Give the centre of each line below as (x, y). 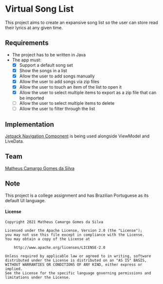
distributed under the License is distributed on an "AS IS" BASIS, (76, 260)
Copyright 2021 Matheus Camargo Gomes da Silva (54, 222)
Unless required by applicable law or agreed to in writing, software (78, 256)
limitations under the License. (38, 277)
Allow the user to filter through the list (57, 109)
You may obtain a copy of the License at (48, 239)
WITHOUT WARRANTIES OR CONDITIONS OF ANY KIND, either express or (74, 265)
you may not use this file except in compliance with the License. (75, 235)
